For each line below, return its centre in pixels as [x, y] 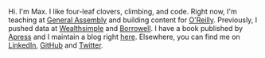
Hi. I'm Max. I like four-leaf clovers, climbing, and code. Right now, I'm [123, 12]
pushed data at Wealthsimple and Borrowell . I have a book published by [126, 28]
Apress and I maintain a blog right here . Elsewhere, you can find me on [124, 37]
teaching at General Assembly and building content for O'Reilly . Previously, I [133, 20]
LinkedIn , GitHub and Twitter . [56, 45]
